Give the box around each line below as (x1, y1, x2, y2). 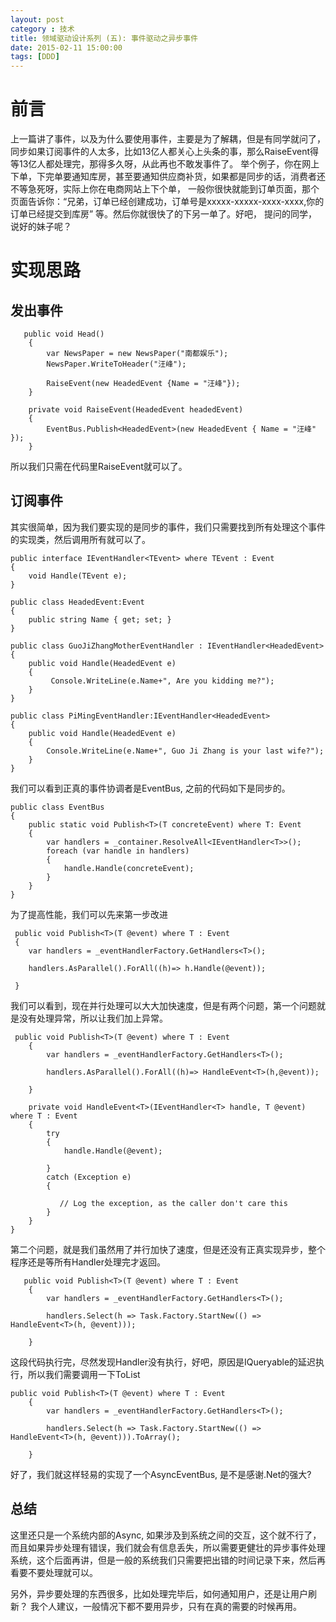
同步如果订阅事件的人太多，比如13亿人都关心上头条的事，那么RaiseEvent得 (10, 146, 320, 158)
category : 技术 (10, 24, 75, 34)
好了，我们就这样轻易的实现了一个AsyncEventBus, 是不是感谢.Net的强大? (10, 1468, 312, 1480)
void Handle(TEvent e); (28, 571, 128, 581)
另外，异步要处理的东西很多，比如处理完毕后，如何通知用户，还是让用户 (10, 1587, 308, 1600)
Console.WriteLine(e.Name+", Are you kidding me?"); (50, 676, 275, 686)
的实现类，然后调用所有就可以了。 (10, 533, 151, 545)
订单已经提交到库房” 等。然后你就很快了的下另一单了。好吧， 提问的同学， (10, 208, 318, 220)
